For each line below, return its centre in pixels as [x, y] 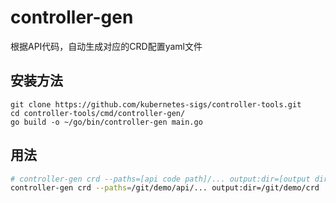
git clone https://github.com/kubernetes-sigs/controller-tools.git [156, 104]
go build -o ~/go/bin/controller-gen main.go [106, 122]
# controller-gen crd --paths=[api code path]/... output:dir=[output [160, 179]
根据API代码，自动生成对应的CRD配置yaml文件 [106, 46]
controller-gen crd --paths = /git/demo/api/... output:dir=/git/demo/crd [165, 188]
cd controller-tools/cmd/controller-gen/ [98, 113]
